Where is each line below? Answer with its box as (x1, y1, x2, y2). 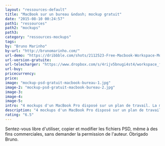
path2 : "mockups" (5, 26, 41, 30)
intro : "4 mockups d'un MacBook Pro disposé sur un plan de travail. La (5, 103, 157, 108)
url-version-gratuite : (5, 58, 52, 62)
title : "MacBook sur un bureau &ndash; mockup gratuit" (5, 12, 122, 17)
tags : (5, 39, 16, 44)
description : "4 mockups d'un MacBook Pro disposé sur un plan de (5, 108, 144, 113)
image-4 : (5, 94, 23, 99)
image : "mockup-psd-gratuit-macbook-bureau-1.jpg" (5, 80, 111, 85)
